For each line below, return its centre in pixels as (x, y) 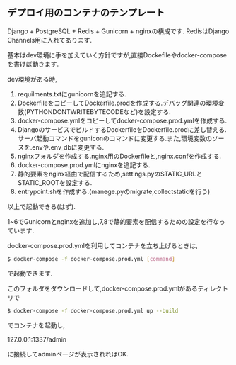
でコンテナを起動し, (36, 325)
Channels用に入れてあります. (50, 40)
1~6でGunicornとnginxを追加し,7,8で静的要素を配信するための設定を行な (113, 221)
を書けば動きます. (33, 64)
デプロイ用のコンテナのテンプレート (86, 13)
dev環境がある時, (33, 79)
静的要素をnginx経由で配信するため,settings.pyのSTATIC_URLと (110, 174)
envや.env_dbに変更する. (68, 147)
